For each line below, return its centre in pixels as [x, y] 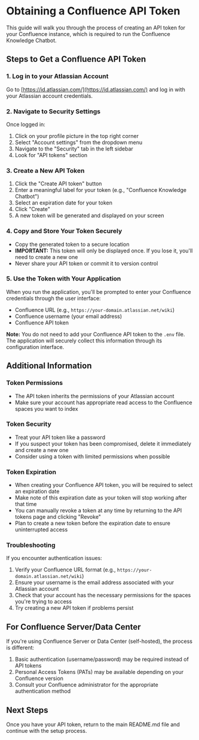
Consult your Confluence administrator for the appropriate [86, 685]
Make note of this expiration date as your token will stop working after [101, 498]
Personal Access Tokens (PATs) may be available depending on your [99, 672]
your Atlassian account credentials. [50, 96]
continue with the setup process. [47, 731]
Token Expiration [31, 472]
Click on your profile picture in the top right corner [77, 136]
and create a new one [42, 450]
